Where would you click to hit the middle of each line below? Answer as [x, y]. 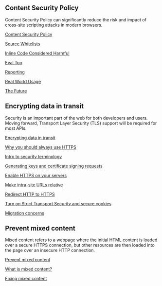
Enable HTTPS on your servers [36, 175]
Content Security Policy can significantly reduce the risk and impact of [76, 19]
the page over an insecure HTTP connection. [50, 250]
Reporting [15, 72]
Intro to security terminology [34, 156]
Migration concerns [25, 213]
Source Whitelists [23, 44]
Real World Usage [23, 81]
